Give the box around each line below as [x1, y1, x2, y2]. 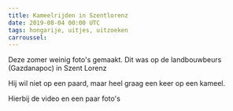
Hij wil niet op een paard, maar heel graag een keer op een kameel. [8, 79, 226, 88]
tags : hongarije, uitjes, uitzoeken [8, 26, 128, 34]
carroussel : [8, 33, 47, 42]
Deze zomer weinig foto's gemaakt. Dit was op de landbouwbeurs [8, 55, 222, 65]
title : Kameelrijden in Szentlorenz [8, 11, 128, 20]
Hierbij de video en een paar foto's [8, 94, 120, 103]
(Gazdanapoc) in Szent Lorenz [8, 64, 107, 73]
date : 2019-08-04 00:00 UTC [8, 19, 101, 27]
